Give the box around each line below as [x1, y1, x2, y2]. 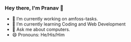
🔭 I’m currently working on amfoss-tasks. [12, 16, 98, 22]
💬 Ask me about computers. [12, 26, 70, 32]
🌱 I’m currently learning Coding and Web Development [12, 21, 126, 27]
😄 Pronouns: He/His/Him [12, 32, 65, 38]
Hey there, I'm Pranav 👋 [5, 4, 64, 11]
